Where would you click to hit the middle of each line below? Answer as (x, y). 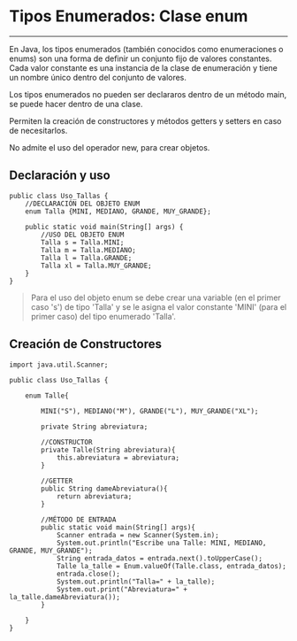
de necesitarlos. (38, 130)
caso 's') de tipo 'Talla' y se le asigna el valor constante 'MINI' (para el (159, 306)
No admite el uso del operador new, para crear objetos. (110, 147)
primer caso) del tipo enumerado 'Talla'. (103, 316)
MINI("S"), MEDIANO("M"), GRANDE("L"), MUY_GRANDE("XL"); (150, 411)
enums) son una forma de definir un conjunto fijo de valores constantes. (141, 58)
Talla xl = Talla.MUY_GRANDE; (96, 266)
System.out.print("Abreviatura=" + (122, 589)
